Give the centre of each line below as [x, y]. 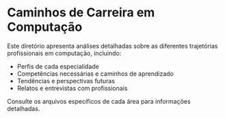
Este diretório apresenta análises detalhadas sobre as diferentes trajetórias [112, 46]
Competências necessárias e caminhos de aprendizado [95, 74]
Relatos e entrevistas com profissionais [72, 88]
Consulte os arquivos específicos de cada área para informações [99, 101]
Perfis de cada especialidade [58, 66]
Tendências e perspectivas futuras [66, 80]
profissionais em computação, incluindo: [64, 53]
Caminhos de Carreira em [81, 13]
